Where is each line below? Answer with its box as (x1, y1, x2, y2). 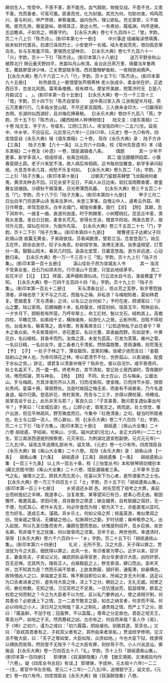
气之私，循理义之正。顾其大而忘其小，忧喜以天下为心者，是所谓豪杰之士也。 (5, 473, 163, 479)
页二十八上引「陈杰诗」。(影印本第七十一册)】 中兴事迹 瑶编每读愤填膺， (5, 35, 162, 41)
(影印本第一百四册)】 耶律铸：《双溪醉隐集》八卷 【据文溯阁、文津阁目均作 (5, 654, 162, 660)
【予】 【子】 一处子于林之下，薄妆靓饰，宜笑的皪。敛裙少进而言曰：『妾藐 (5, 348, 159, 354)
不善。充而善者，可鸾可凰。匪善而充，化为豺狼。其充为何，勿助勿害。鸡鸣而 (5, 10, 163, 16)
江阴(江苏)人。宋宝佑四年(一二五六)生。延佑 (67, 123, 157, 129)
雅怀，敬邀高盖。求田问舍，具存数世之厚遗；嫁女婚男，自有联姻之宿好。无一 (5, 498, 163, 504)
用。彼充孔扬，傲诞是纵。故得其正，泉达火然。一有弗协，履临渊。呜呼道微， (5, 23, 163, 29)
